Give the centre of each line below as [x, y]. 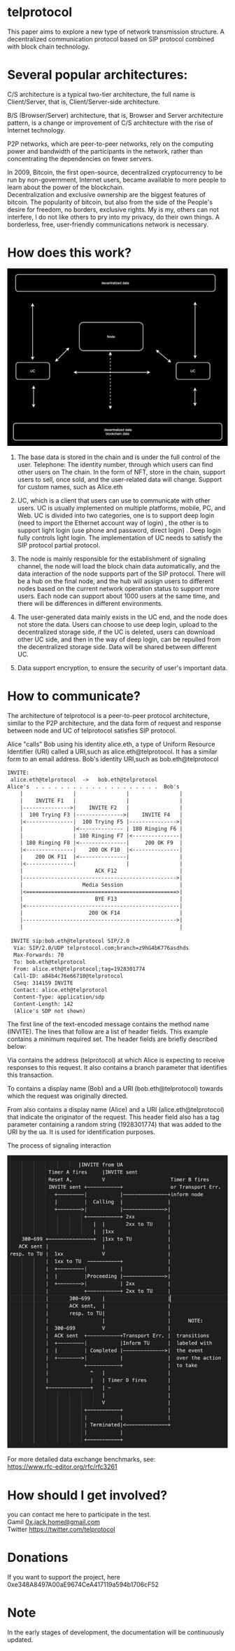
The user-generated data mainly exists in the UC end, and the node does [122, 617]
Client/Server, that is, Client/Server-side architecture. [84, 102]
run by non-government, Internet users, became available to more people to [116, 179]
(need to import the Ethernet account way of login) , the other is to [113, 522]
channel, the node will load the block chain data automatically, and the [119, 566]
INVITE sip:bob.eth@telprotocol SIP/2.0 [70, 941]
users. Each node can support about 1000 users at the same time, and [119, 596]
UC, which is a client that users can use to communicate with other [114, 500]
